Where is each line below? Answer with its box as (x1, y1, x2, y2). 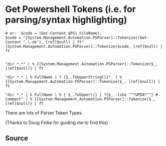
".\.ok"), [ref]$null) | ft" (23, 39, 84, 45)
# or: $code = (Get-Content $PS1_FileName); (5, 31, 102, 36)
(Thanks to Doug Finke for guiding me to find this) (5, 119, 108, 125)
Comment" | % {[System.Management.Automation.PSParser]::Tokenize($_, (5, 96, 156, 101)
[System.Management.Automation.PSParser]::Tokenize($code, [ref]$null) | (5, 44, 163, 49)
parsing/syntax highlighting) (5, 14, 127, 26)
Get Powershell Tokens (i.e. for (5, 4, 136, 15)
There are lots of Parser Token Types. (5, 109, 83, 116)
